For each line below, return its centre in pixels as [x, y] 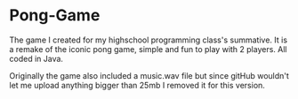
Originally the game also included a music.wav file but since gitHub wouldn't [149, 75]
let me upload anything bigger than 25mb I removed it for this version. [137, 85]
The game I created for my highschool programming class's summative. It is [148, 40]
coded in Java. [36, 58]
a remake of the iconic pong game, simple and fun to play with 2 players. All [148, 49]
